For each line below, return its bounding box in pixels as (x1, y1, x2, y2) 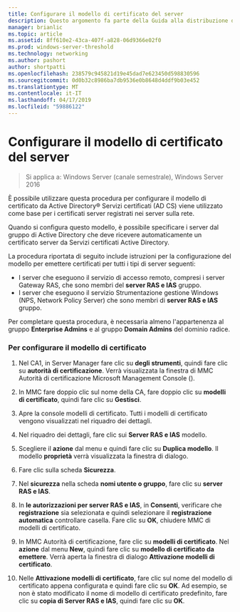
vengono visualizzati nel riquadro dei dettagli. (18, 417, 152, 425)
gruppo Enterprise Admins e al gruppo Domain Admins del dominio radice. (8, 325, 231, 333)
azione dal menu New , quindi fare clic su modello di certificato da (18, 545, 214, 554)
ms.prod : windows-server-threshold (8, 43, 114, 51)
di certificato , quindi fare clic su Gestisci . (18, 395, 142, 404)
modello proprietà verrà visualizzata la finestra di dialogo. (18, 452, 189, 460)
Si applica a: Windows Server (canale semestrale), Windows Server (25, 172, 224, 181)
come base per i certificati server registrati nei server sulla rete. (8, 209, 195, 217)
